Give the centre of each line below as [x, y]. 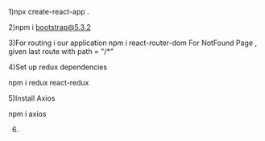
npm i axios [27, 114]
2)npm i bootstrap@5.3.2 [50, 27]
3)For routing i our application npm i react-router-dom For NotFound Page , [133, 43]
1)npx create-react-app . [49, 12]
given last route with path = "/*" [61, 51]
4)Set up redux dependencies [58, 67]
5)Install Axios [32, 98]
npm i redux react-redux [49, 83]
